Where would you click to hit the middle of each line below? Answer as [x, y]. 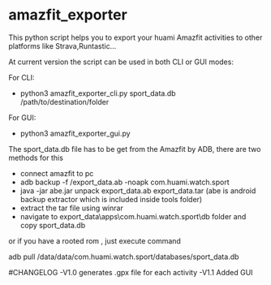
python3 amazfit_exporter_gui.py [75, 133]
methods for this [36, 158]
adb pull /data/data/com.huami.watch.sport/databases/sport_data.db [124, 257]
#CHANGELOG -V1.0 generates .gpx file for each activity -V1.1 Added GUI [131, 272]
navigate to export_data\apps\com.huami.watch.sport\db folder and [133, 216]
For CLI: [22, 77]
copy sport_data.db [53, 225]
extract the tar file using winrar [71, 208]
